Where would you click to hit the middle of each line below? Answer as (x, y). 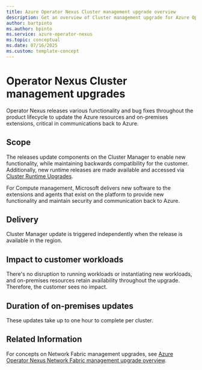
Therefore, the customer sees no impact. (57, 287)
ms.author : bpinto (29, 29)
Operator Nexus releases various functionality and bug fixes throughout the (100, 110)
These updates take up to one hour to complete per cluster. (80, 320)
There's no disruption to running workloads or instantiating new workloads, (99, 274)
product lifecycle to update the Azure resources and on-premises (87, 117)
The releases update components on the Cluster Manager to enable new (96, 157)
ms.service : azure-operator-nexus (50, 34)
